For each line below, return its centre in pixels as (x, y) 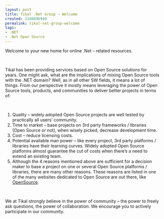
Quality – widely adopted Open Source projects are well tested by (78, 114)
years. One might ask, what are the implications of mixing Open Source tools (82, 75)
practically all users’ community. (45, 120)
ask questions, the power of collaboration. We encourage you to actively (78, 206)
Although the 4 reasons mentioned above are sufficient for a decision (82, 161)
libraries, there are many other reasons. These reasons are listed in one (84, 172)
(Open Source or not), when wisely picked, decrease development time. (85, 130)
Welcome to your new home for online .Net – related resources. (69, 51)
